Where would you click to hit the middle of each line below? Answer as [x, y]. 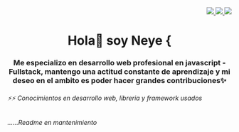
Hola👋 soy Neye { [119, 41]
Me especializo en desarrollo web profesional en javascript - [119, 63]
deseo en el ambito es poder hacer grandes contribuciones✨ [119, 81]
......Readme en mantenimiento [52, 123]
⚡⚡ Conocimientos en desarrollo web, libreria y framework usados [105, 98]
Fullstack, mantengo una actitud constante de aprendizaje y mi [119, 72]
